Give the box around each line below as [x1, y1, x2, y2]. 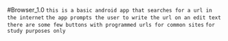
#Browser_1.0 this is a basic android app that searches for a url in [7, 6, 213, 14]
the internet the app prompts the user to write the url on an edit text [7, 14, 221, 21]
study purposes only [7, 27, 67, 34]
